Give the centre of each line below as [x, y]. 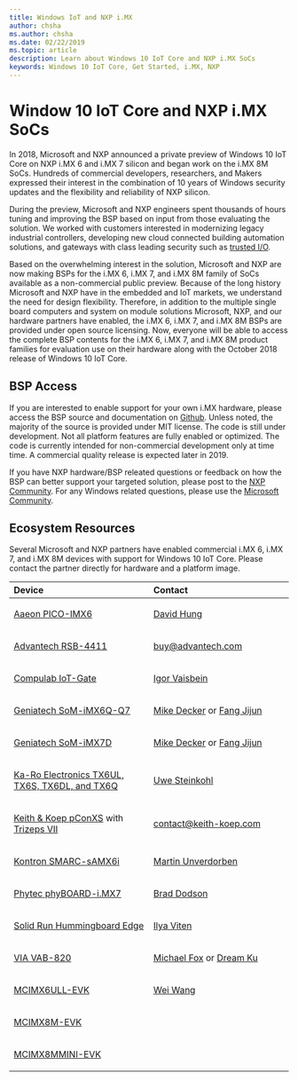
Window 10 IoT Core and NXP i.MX [138, 111]
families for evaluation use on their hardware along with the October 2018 [143, 349]
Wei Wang [175, 990]
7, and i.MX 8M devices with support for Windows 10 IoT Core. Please [136, 559]
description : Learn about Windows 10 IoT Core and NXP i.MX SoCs [132, 59]
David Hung [178, 614]
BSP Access [43, 387]
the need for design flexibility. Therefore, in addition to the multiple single [143, 302]
